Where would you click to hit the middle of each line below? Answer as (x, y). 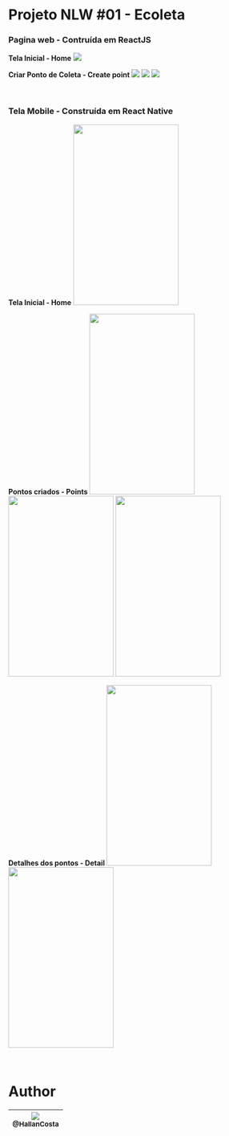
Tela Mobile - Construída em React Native (91, 112)
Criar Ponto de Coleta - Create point (69, 75)
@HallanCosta (36, 1124)
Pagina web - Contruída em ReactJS (80, 40)
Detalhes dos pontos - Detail (57, 863)
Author (32, 1091)
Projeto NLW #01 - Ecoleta (97, 15)
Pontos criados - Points (48, 491)
